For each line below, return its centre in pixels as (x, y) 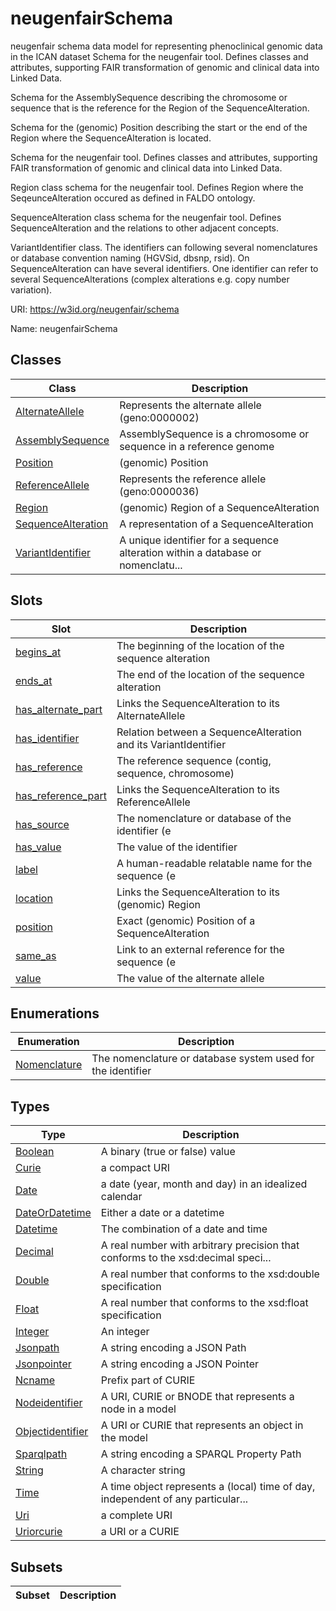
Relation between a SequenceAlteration (209, 732)
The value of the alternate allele (190, 978)
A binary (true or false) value (168, 1152)
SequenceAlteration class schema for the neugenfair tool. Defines (146, 217)
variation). (31, 289)
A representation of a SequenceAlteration (216, 524)
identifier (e (144, 830)
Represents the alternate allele (190, 405)
